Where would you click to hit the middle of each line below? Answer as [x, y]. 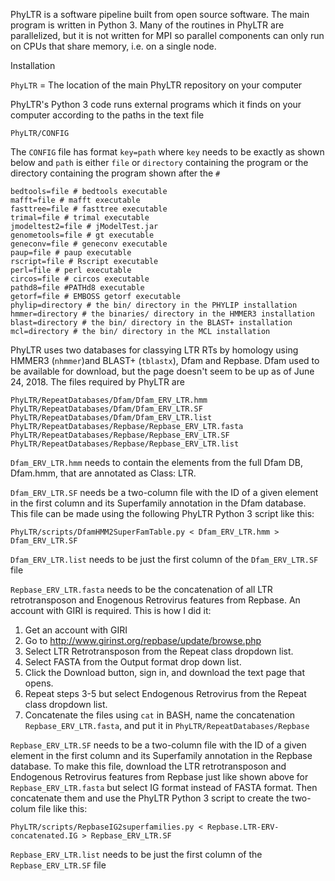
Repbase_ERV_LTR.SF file [58, 865]
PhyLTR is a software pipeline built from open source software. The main [160, 14]
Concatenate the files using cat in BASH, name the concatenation [159, 715]
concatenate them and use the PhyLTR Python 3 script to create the [150, 798]
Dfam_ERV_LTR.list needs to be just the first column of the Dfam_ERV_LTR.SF [164, 559]
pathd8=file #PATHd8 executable [77, 288]
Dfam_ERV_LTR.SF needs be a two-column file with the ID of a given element [164, 492]
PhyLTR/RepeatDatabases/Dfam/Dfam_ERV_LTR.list [111, 418]
